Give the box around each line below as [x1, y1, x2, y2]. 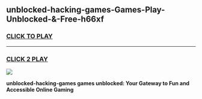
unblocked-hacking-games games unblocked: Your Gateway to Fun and [6, 79, 190, 86]
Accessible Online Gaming [6, 86, 74, 93]
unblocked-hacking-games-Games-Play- [6, 5, 165, 15]
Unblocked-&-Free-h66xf [6, 14, 104, 25]
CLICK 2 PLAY [6, 55, 48, 63]
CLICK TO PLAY [6, 32, 53, 41]
